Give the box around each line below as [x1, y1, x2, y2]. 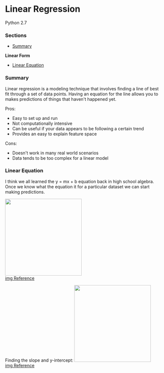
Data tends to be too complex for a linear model [12, 155, 109, 161]
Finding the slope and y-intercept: [5, 357, 73, 363]
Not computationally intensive [12, 120, 72, 126]
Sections [5, 32, 27, 39]
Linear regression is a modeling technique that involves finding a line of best [5, 86, 159, 91]
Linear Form [5, 53, 30, 58]
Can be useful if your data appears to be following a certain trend [12, 125, 144, 131]
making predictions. [5, 189, 45, 195]
